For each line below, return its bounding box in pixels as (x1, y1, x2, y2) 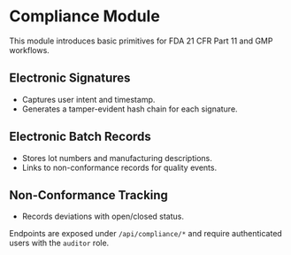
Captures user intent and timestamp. (21, 94, 156, 104)
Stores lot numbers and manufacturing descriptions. (21, 152, 212, 163)
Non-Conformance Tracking (9, 188, 168, 203)
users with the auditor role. (9, 237, 110, 249)
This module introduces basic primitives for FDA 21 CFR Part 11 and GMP (9, 35, 273, 46)
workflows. (9, 44, 50, 55)
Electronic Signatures (9, 71, 131, 86)
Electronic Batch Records (9, 129, 152, 144)
